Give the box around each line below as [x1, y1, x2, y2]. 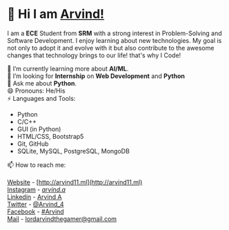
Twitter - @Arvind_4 [7, 200, 64, 208]
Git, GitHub [17, 140, 49, 148]
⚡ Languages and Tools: [7, 94, 76, 102]
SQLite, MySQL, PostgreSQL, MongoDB [17, 146, 130, 155]
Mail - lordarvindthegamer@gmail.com [7, 214, 117, 223]
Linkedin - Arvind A [7, 193, 62, 201]
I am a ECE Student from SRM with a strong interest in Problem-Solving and [7, 29, 222, 37]
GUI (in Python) [17, 124, 61, 133]
